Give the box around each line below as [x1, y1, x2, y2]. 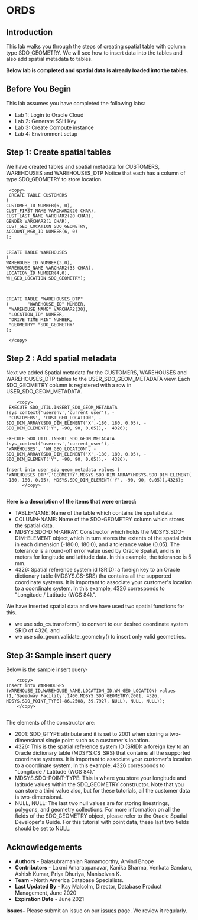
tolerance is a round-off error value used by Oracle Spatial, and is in [14, 547, 180, 554]
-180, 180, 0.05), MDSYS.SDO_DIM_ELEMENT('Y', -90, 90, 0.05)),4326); [6, 477, 184, 483]
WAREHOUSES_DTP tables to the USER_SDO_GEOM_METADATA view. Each [6, 376, 190, 383]
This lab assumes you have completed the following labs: [6, 100, 146, 107]
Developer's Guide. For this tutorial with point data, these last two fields [14, 819, 189, 826]
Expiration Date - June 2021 [14, 896, 85, 903]
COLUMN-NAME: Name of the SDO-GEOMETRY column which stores [14, 516, 184, 523]
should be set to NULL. [14, 825, 71, 832]
